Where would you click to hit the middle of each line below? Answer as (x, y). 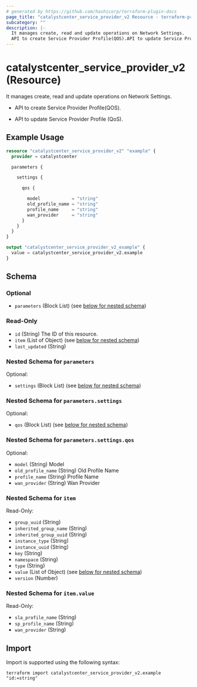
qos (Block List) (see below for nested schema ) (71, 425)
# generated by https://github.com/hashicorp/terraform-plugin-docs (91, 11)
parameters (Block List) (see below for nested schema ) (80, 306)
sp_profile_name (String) (44, 624)
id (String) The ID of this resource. (56, 334)
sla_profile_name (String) (45, 617)
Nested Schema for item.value (50, 593)
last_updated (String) (40, 346)
